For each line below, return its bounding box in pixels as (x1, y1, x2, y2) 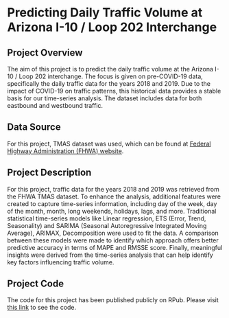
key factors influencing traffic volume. (7, 258, 114, 266)
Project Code (7, 278, 64, 290)
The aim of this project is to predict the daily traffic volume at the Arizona (7, 65, 214, 73)
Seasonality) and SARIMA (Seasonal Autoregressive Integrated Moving (7, 221, 207, 229)
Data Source (7, 122, 61, 133)
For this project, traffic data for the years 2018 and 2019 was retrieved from (7, 185, 219, 193)
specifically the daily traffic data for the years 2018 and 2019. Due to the (7, 80, 211, 87)
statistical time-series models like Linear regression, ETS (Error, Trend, (7, 214, 206, 223)
